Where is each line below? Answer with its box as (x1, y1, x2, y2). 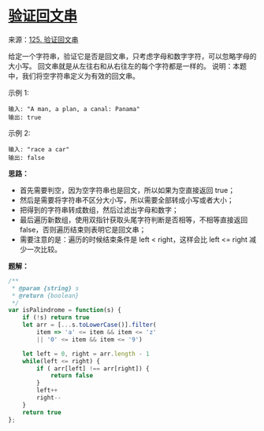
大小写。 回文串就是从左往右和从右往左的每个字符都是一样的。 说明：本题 (8, 61, 247, 71)
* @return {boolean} (11, 292, 80, 299)
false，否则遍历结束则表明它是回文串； (19, 225, 147, 234)
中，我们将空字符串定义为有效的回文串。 (8, 71, 139, 80)
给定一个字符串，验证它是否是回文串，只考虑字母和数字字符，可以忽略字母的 (8, 51, 257, 61)
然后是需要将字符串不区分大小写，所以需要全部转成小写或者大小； (19, 195, 234, 205)
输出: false (8, 154, 45, 162)
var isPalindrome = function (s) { (8, 307, 122, 314)
